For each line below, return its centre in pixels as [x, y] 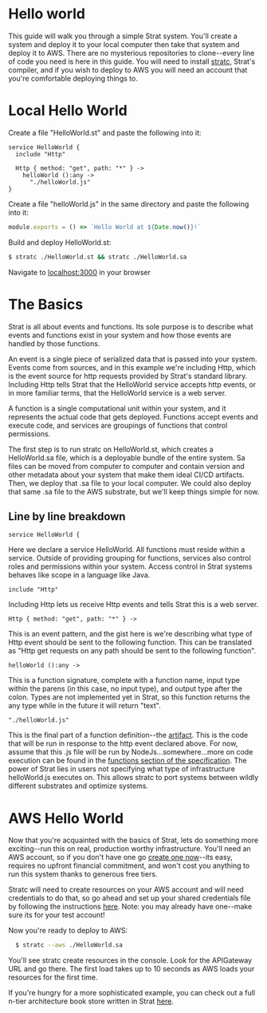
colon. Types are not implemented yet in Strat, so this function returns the [130, 697]
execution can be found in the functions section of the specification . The [128, 761]
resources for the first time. [53, 977]
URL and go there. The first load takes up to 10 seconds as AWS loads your [132, 969]
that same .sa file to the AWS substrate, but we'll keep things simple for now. [134, 491]
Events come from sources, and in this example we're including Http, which [132, 367]
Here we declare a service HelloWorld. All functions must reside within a [127, 550]
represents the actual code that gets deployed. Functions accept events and [133, 416]
